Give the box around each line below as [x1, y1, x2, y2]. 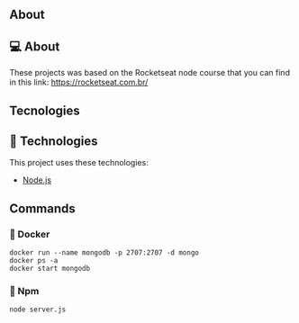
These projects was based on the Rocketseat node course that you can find [9, 67, 291, 78]
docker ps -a [9, 256, 59, 265]
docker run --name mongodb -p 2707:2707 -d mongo [9, 248, 200, 257]
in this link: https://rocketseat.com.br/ [9, 76, 149, 88]
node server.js [9, 305, 67, 314]
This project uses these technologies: [9, 157, 149, 168]
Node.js [22, 175, 52, 185]
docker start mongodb [9, 265, 91, 274]
